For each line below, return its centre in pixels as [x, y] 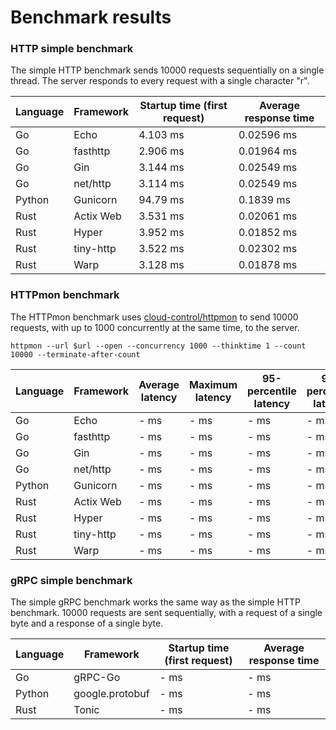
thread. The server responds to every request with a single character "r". [160, 81]
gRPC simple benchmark [71, 580]
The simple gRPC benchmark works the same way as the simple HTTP [156, 602]
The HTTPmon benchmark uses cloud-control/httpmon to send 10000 [154, 317]
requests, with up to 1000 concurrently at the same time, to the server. [155, 327]
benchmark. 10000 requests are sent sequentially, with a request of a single [166, 613]
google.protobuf [111, 694]
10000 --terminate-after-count [75, 354]
